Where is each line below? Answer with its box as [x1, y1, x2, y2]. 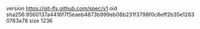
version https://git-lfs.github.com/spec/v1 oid [6, 5, 118, 12]
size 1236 [29, 17, 53, 24]
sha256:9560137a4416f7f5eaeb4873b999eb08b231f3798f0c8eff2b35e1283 [6, 11, 195, 18]
